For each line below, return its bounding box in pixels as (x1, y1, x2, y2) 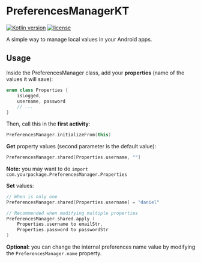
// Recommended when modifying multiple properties (6, 210, 138, 216)
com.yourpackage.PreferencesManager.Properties (6, 171, 128, 178)
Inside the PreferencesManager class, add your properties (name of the (6, 69, 185, 76)
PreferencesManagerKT (6, 4, 130, 18)
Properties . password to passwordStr (17, 227, 109, 233)
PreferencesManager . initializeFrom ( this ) (6, 132, 112, 138)
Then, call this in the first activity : (6, 120, 91, 127)
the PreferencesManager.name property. (6, 250, 102, 256)
